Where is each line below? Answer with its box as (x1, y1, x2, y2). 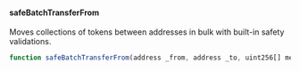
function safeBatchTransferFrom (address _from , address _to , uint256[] (9, 53, 281, 62)
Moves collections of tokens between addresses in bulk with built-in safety (9, 27, 285, 37)
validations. (9, 36, 52, 47)
